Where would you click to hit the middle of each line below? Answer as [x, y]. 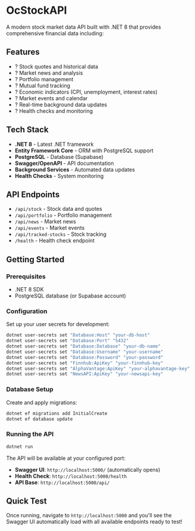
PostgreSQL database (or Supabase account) [70, 296]
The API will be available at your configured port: [66, 458]
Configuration [27, 311]
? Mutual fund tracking [42, 85]
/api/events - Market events [50, 228]
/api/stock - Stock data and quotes [58, 209]
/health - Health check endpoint [55, 241]
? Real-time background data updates [61, 105]
